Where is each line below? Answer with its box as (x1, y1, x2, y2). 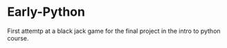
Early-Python (7, 4, 85, 20)
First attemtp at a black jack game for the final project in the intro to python (7, 27, 221, 35)
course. (7, 34, 29, 42)
